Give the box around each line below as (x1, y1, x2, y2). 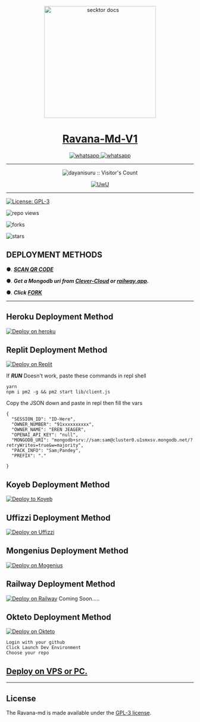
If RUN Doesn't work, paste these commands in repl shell (6, 372, 147, 379)
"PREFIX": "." (11, 453, 46, 459)
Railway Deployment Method (6, 579, 115, 589)
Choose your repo (6, 650, 49, 656)
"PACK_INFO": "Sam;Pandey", (11, 448, 82, 454)
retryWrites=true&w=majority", (6, 443, 84, 448)
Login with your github (6, 640, 65, 646)
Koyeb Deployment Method (6, 480, 110, 490)
